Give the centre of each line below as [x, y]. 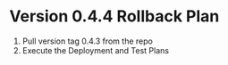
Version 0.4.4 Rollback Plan [114, 16]
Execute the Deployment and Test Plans [96, 50]
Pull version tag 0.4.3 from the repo [88, 41]
